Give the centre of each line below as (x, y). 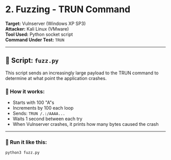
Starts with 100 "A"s (33, 102)
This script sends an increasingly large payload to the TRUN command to (82, 73)
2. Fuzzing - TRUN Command (68, 9)
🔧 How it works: (25, 91)
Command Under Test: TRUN (35, 40)
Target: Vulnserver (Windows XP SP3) (46, 23)
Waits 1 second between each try (47, 119)
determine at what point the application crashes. (56, 78)
